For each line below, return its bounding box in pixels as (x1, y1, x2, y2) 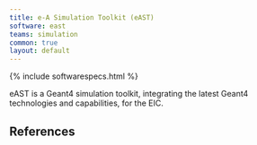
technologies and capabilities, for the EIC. (9, 98, 164, 108)
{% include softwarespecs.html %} (9, 71, 139, 81)
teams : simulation (9, 30, 78, 38)
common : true (9, 38, 58, 47)
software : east (9, 21, 66, 30)
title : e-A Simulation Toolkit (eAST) (9, 13, 155, 22)
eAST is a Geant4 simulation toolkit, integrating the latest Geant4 (9, 89, 249, 99)
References (9, 124, 75, 139)
